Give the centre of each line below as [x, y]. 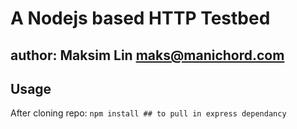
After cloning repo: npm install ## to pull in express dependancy [148, 113]
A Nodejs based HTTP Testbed [140, 18]
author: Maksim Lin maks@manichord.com [147, 55]
